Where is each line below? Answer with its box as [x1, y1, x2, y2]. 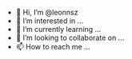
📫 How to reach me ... [15, 42, 90, 51]
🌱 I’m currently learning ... [15, 25, 102, 33]
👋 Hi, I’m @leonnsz [15, 8, 78, 17]
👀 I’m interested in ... [15, 16, 84, 26]
